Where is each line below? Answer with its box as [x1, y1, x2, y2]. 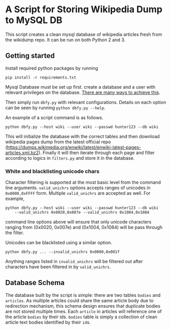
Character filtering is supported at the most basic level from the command [5, 180, 161, 186]
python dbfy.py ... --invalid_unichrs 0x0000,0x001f [5, 249, 120, 255]
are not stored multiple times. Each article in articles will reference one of [5, 308, 162, 314]
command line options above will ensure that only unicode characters [5, 219, 152, 225]
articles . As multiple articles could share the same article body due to [5, 297, 154, 303]
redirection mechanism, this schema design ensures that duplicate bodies [5, 302, 161, 309]
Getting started [5, 52, 55, 60]
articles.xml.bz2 [5, 149, 39, 156]
